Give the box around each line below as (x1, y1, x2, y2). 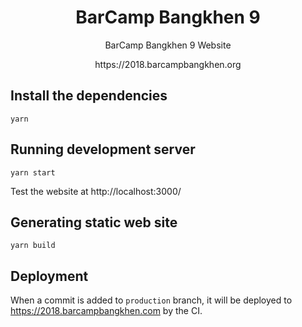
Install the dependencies (10, 87, 168, 105)
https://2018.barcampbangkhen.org (94, 58, 242, 70)
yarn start (10, 167, 56, 178)
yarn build (10, 241, 56, 251)
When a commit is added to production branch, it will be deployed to (10, 294, 293, 306)
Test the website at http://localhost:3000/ (10, 185, 182, 197)
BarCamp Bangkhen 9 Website (104, 39, 232, 51)
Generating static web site (10, 214, 178, 231)
